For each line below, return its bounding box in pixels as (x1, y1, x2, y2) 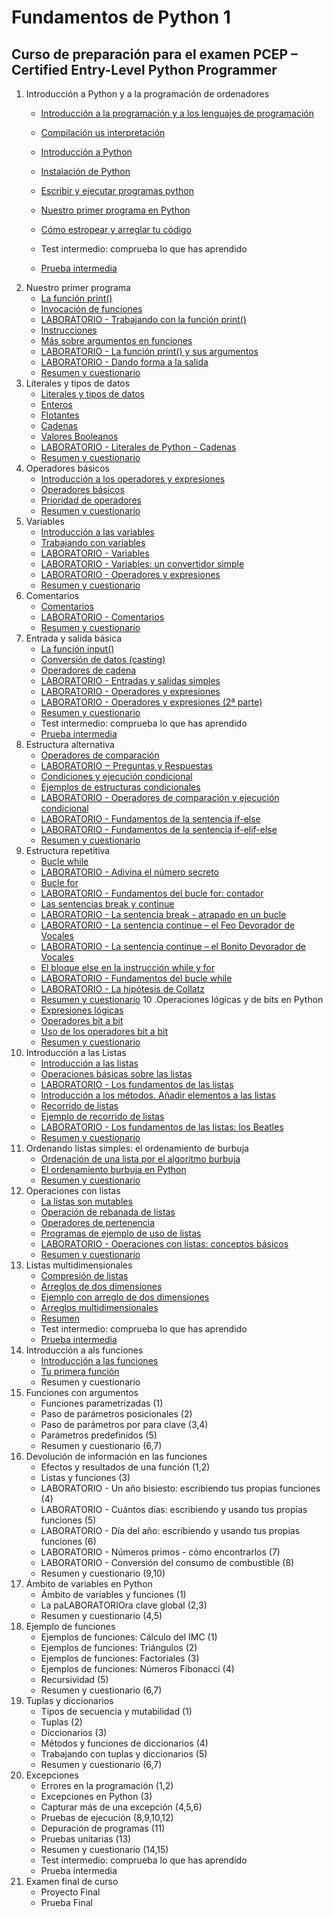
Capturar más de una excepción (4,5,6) (40, 1801, 203, 1813)
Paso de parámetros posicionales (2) (40, 1408, 193, 1420)
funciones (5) (40, 1514, 97, 1526)
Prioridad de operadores (40, 494, 142, 506)
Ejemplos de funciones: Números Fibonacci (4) (40, 1663, 235, 1675)
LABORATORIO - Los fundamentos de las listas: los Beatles (40, 1121, 284, 1133)
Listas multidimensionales (25, 1259, 133, 1271)
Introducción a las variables (40, 526, 155, 538)
